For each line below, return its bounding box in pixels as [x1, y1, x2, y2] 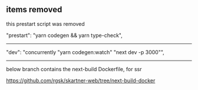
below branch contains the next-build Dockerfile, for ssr [6, 65, 142, 72]
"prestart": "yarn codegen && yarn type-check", [6, 32, 123, 39]
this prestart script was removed [6, 20, 85, 27]
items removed [6, 5, 62, 15]
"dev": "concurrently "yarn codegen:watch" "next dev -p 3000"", [6, 48, 165, 55]
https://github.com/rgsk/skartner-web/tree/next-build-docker [6, 76, 156, 84]
